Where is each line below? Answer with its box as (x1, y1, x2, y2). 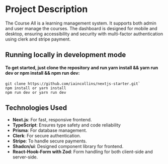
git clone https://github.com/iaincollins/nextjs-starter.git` (5, 81, 141, 86)
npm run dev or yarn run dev (5, 90, 66, 95)
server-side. (12, 154, 38, 160)
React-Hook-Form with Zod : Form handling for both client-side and (12, 149, 153, 155)
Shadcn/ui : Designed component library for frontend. (12, 143, 124, 149)
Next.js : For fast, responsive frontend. (12, 117, 92, 123)
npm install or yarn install (5, 85, 66, 91)
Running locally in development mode (5, 51, 126, 59)
